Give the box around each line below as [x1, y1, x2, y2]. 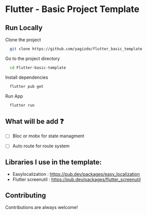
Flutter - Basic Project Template [5, 4, 139, 15]
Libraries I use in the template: [5, 158, 102, 166]
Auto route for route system [12, 143, 70, 149]
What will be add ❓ [5, 117, 64, 126]
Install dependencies [5, 74, 49, 80]
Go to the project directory [5, 55, 60, 61]
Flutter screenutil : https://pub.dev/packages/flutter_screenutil [12, 176, 141, 182]
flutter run [10, 103, 35, 108]
